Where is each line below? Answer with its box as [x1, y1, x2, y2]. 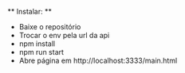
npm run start [18, 48, 65, 56]
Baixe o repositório [18, 22, 81, 31]
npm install [18, 39, 56, 48]
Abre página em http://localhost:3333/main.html [18, 56, 178, 65]
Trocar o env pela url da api [18, 31, 110, 40]
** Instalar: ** [7, 7, 53, 16]
